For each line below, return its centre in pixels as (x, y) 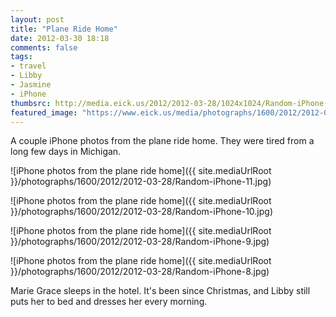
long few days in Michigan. (66, 152)
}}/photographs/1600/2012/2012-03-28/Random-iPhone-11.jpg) (141, 182)
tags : (21, 57)
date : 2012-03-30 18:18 (60, 38)
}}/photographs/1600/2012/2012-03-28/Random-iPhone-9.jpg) (140, 242)
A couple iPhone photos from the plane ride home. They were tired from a (162, 141)
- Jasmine (31, 85)
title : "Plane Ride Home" (64, 29)
